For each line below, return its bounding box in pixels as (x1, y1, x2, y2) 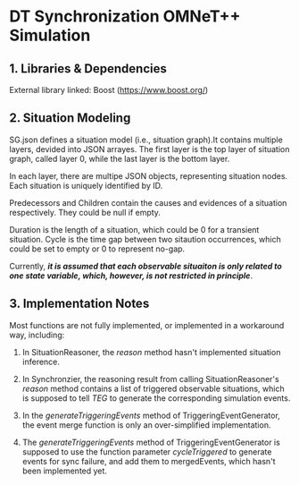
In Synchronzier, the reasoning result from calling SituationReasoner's (21, 373, 279, 384)
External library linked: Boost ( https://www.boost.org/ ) (9, 85, 209, 95)
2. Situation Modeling (9, 110, 131, 126)
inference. (21, 356, 61, 367)
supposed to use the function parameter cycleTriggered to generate (21, 446, 272, 457)
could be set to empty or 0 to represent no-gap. (9, 243, 186, 254)
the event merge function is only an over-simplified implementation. (21, 419, 271, 430)
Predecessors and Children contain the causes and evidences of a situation (9, 197, 287, 208)
